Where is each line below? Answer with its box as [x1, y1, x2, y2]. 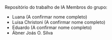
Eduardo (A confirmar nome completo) [12, 24, 92, 30]
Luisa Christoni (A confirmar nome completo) [12, 19, 106, 25]
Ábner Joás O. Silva [12, 30, 53, 35]
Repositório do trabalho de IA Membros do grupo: [5, 4, 107, 10]
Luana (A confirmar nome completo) [12, 14, 87, 19]
